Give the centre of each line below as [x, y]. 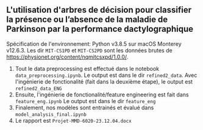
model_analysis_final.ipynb [51, 114]
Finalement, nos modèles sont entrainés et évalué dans [84, 107]
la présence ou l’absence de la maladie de [87, 20]
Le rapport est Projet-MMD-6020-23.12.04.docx [73, 120]
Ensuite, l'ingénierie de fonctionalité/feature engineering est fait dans [102, 95]
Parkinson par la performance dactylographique [100, 29]
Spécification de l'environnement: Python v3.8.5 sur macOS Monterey [94, 44]
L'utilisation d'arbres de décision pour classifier [99, 10]
